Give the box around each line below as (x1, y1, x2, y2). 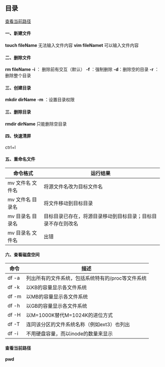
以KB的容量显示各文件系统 (26, 284, 87, 291)
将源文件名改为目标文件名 (43, 183, 103, 190)
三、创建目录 (5, 85, 31, 91)
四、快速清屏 (5, 133, 31, 139)
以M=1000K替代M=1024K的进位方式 (26, 312, 113, 319)
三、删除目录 (5, 109, 31, 115)
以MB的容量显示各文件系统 (26, 294, 88, 300)
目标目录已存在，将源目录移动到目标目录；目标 (43, 213, 152, 220)
